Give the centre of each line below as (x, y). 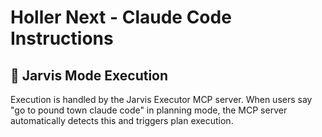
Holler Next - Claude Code (121, 17)
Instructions (62, 38)
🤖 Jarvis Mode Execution (89, 75)
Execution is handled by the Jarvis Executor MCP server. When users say (161, 99)
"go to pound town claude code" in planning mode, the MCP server (149, 110)
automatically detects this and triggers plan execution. (122, 120)
